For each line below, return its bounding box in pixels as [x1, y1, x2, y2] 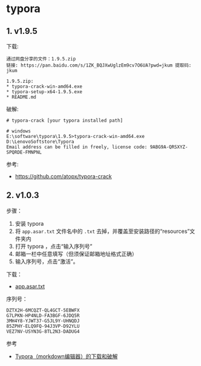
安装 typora [15, 220, 44, 227]
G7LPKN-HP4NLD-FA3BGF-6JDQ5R [6, 312, 80, 319]
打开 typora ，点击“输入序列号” [15, 243, 93, 250]
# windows [6, 128, 31, 134]
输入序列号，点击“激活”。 [15, 258, 79, 265]
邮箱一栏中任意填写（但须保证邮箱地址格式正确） [15, 250, 137, 257]
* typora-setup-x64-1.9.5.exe [6, 89, 83, 95]
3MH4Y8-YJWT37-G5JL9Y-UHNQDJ [6, 318, 80, 324]
